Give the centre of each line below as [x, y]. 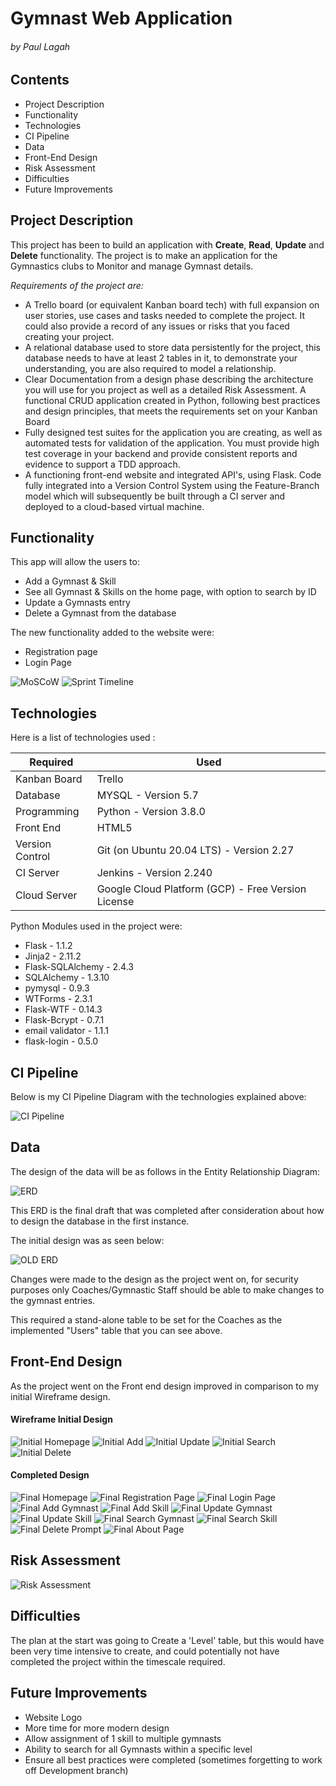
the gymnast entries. [53, 1300]
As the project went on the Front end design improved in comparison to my [165, 1386]
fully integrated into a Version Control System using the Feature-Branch [172, 485]
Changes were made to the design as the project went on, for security [154, 1279]
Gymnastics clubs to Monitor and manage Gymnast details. [132, 266]
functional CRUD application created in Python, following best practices [172, 400]
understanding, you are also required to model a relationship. [150, 368]
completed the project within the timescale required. [118, 1661]
